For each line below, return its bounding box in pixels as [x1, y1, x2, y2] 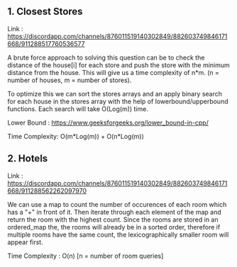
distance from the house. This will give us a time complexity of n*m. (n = [7, 68, 220, 76]
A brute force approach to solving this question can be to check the [7, 53, 205, 62]
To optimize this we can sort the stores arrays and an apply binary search [7, 89, 222, 98]
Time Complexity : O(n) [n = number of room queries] [7, 251, 164, 260]
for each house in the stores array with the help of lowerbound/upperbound [7, 97, 228, 106]
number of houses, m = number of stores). [7, 76, 132, 84]
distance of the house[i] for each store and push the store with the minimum [7, 60, 231, 69]
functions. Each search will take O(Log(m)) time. [7, 104, 149, 113]
